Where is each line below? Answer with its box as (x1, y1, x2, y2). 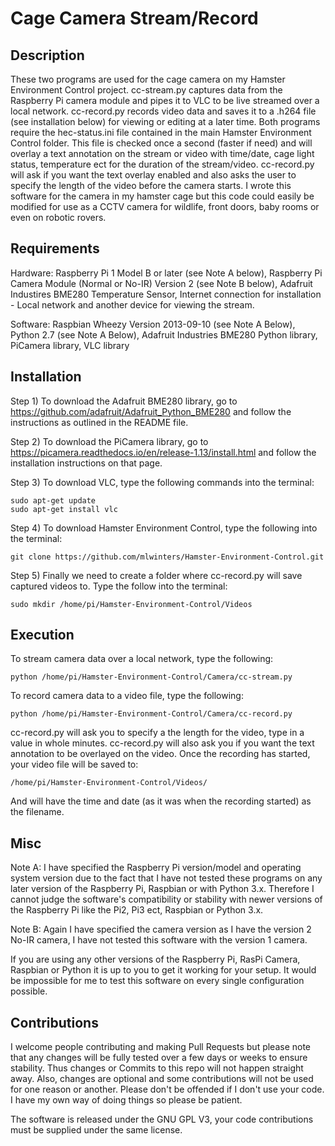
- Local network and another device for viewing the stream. (10, 298, 255, 311)
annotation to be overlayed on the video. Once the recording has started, (10, 748, 311, 760)
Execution (10, 627, 75, 644)
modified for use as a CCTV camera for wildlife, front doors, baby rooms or (10, 201, 320, 212)
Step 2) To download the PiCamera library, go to (10, 435, 209, 447)
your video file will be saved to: (10, 758, 139, 771)
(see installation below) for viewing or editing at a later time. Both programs (10, 116, 321, 127)
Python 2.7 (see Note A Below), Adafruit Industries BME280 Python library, (10, 328, 318, 341)
